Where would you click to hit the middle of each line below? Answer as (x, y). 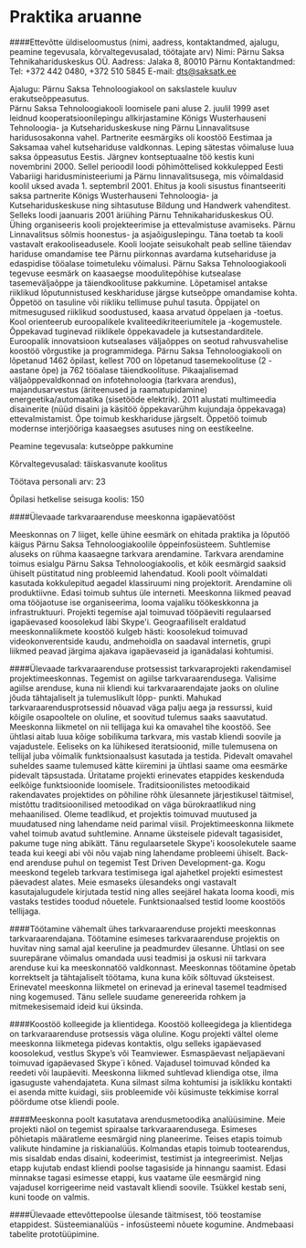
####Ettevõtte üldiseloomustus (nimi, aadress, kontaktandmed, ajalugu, (145, 42)
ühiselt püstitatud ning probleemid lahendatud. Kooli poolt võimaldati (138, 573)
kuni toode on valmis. (50, 1197)
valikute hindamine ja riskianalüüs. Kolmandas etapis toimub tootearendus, (150, 1148)
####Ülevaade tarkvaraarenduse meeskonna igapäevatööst (122, 517)
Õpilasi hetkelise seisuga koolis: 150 (77, 498)
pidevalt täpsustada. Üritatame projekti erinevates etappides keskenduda (147, 775)
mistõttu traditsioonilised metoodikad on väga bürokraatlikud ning (133, 804)
